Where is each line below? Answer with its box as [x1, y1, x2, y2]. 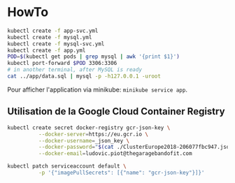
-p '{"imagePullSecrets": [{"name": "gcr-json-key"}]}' [38, 169, 205, 176]
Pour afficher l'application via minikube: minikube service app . [7, 85, 187, 94]
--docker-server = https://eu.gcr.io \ [38, 131, 149, 138]
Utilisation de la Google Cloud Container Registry [7, 105, 225, 117]
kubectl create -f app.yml [7, 47, 86, 54]
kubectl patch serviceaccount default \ [7, 163, 127, 170]
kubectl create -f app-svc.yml [7, 27, 99, 34]
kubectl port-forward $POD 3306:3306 [7, 60, 117, 67]
